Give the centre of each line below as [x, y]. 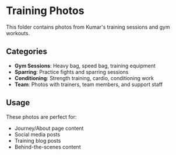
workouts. [18, 33]
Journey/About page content [49, 128]
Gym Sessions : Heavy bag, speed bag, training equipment [85, 66]
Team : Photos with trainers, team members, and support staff [89, 84]
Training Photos [45, 11]
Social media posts [37, 134]
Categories [27, 52]
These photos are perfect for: [41, 117]
